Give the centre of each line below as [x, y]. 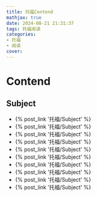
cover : [14, 52]
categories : [21, 35]
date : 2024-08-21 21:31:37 [40, 23]
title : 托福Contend [30, 12]
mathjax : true [24, 18]
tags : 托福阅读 [23, 29]
